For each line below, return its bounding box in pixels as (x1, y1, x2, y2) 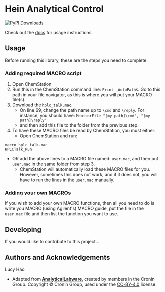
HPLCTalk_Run (5, 147, 32, 152)
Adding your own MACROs (5, 189, 71, 196)
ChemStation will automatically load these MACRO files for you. (19, 166, 151, 172)
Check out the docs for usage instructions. (5, 29, 93, 35)
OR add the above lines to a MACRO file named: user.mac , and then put (12, 156, 159, 162)
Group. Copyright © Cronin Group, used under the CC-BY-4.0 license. (12, 281, 157, 287)
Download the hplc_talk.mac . (12, 102, 73, 108)
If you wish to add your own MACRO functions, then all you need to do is (5, 200, 155, 206)
